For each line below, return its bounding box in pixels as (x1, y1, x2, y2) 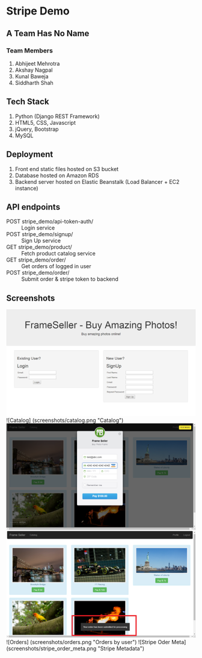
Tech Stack (6, 96, 49, 107)
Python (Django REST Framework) (14, 113, 100, 120)
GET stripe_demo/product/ (6, 243, 72, 251)
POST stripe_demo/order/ (6, 269, 70, 277)
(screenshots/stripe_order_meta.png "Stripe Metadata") (6, 645, 145, 652)
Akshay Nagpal (14, 66, 53, 74)
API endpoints (6, 202, 61, 212)
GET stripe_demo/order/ (6, 256, 66, 263)
